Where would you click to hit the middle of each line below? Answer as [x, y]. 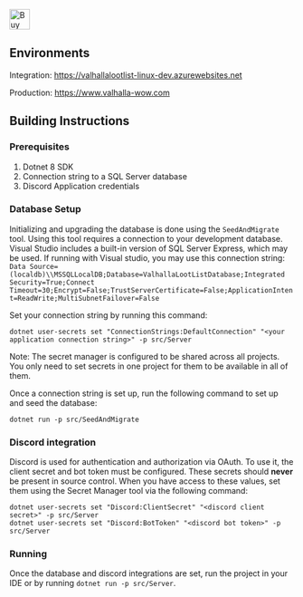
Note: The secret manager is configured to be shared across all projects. [145, 356]
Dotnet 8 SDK [48, 167]
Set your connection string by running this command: [109, 315]
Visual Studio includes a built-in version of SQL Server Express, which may [149, 248]
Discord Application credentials [81, 186]
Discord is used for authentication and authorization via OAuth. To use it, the [151, 462]
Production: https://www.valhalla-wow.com [90, 92]
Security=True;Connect [52, 282]
